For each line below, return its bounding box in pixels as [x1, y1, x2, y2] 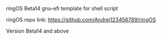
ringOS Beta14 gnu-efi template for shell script [6, 5, 119, 12]
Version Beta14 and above [6, 27, 69, 34]
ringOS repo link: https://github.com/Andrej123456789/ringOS [6, 16, 157, 23]
